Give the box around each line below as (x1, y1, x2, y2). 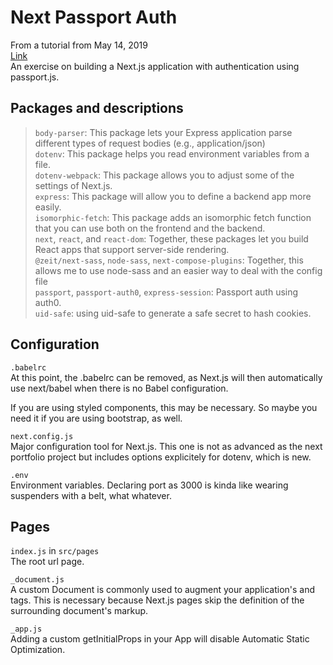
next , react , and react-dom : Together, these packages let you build (34, 232, 309, 245)
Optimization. (10, 644, 66, 656)
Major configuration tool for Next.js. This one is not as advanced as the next (10, 440, 323, 452)
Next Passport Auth (10, 6, 178, 29)
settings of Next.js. (34, 179, 113, 191)
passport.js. (10, 71, 60, 83)
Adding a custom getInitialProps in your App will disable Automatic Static (10, 633, 310, 645)
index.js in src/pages (10, 545, 100, 557)
